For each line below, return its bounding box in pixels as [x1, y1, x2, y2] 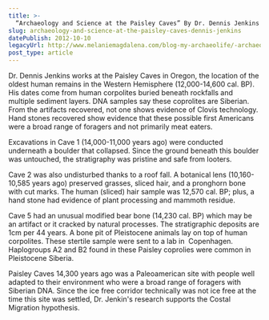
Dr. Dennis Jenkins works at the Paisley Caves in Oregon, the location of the [8, 71, 259, 80]
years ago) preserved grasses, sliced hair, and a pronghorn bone [31, 178, 247, 188]
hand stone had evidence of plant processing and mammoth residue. [8, 195, 236, 205]
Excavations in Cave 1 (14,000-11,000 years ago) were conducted [8, 138, 223, 146]
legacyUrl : [8, 42, 45, 50]
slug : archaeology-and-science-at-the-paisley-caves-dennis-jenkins [8, 26, 242, 34]
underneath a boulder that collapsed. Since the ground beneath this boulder [8, 146, 259, 155]
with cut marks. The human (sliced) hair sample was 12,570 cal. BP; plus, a [8, 187, 255, 196]
